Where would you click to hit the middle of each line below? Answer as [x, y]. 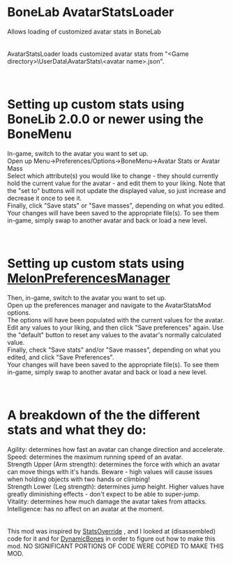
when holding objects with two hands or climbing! [78, 479]
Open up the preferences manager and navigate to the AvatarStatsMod [109, 305]
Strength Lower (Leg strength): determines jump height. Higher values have [116, 486]
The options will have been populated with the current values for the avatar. [116, 320]
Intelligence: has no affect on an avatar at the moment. [85, 508]
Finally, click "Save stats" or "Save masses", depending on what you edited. [116, 205]
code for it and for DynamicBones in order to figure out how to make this [111, 539]
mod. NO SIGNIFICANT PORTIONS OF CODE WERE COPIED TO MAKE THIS [116, 546]
